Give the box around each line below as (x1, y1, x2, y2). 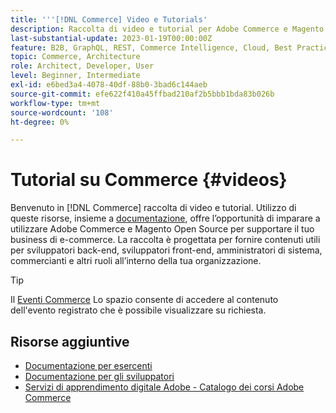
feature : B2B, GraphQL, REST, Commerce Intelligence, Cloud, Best (10, 42, 293, 53)
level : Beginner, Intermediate (10, 71, 141, 81)
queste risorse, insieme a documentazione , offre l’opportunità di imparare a (10, 212, 321, 225)
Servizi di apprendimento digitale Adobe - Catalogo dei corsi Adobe (24, 381, 305, 393)
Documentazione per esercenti (24, 360, 153, 371)
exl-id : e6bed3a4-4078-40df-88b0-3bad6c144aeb (10, 80, 208, 90)
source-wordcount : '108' (10, 107, 114, 118)
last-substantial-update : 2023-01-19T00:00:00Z (10, 33, 213, 43)
